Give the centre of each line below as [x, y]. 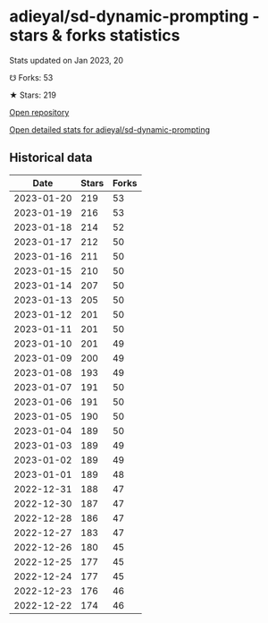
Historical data [51, 158]
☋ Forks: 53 [31, 77]
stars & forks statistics [95, 35]
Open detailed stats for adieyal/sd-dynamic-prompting [110, 129]
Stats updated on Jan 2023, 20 [66, 60]
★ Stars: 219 [33, 95]
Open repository [39, 112]
